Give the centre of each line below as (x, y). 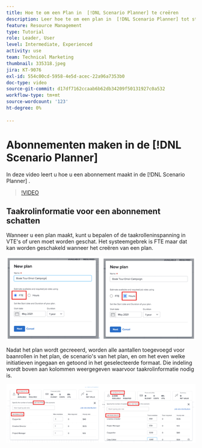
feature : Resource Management (44, 25)
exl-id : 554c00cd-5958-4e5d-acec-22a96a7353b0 (66, 76)
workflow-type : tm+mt (33, 95)
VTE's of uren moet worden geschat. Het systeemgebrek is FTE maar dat (97, 241)
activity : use (24, 51)
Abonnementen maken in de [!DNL (94, 145)
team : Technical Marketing (40, 57)
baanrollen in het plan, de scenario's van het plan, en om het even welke (96, 356)
